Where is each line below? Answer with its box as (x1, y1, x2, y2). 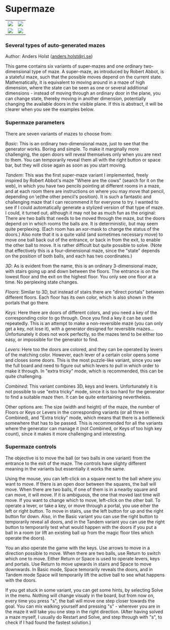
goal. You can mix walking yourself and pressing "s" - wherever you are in (5, 603, 160, 609)
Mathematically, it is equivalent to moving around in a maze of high (5, 79, 145, 85)
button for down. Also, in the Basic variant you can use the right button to (5, 513, 159, 519)
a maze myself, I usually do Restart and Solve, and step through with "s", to (5, 614, 162, 620)
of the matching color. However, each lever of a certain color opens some (5, 352, 159, 358)
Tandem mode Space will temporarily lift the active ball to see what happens (5, 572, 165, 578)
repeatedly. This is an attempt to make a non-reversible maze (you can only (5, 320, 163, 326)
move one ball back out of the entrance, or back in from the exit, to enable (5, 237, 161, 243)
